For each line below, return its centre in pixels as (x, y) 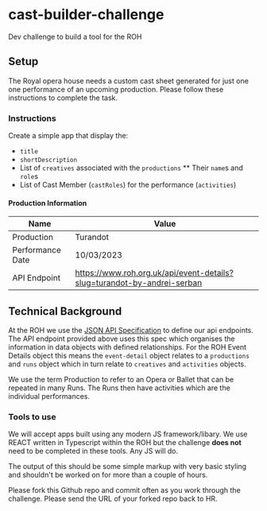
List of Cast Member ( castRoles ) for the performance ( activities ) (128, 185)
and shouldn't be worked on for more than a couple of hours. (108, 475)
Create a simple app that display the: (68, 136)
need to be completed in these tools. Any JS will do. (93, 451)
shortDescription (48, 161)
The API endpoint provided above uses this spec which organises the (122, 339)
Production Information (48, 203)
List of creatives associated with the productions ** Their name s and (132, 168)
